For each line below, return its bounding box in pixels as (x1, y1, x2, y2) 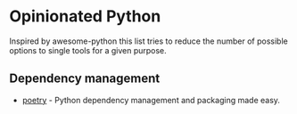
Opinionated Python (9, 6, 161, 27)
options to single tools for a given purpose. (9, 45, 167, 55)
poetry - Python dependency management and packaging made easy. (21, 94, 281, 105)
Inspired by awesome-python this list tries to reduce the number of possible (9, 36, 288, 46)
